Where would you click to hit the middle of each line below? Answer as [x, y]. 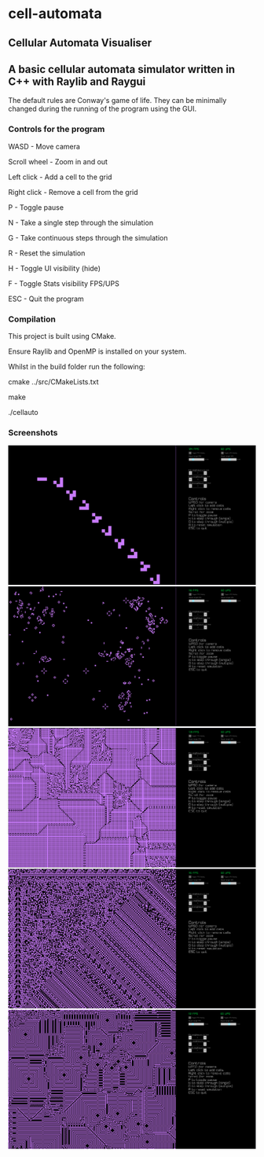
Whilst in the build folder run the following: [77, 366]
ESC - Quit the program [46, 299]
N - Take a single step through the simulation [81, 222]
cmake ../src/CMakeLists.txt [54, 381]
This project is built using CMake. [62, 336]
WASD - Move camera [44, 146]
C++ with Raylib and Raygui [77, 81]
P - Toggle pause [36, 207]
